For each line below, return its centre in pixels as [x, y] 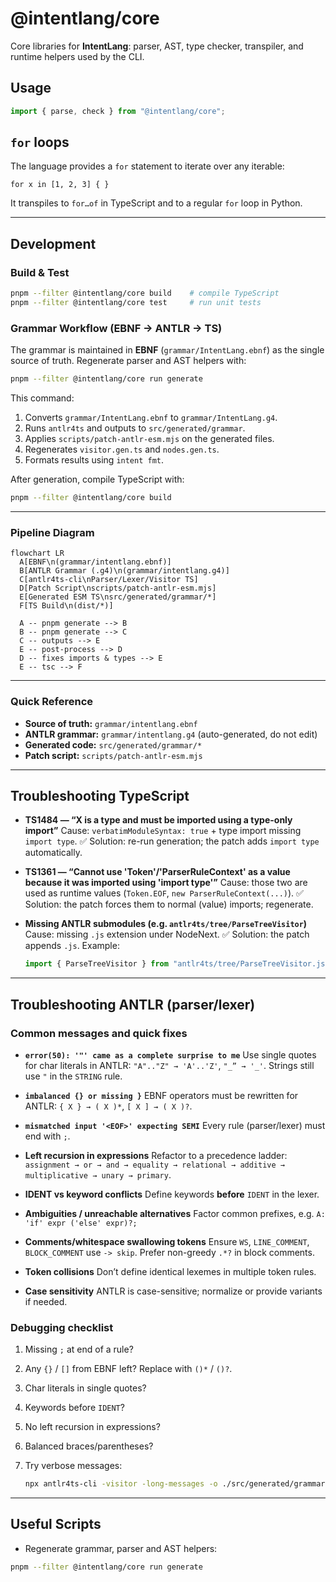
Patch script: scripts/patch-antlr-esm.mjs [113, 755]
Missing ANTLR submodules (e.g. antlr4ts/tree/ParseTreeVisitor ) [166, 924]
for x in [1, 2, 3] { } [60, 185]
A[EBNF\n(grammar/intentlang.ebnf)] [95, 562]
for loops [40, 142]
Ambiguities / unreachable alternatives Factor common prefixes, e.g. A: [175, 1213]
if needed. [46, 1301]
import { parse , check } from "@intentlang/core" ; [118, 111]
